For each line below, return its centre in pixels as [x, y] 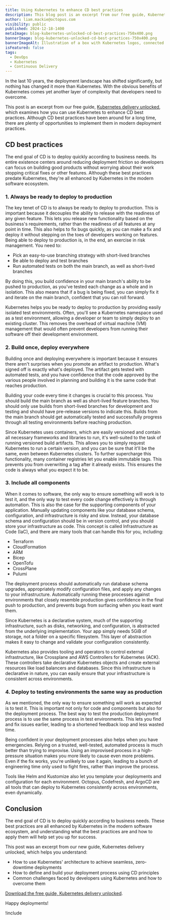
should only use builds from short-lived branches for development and [79, 406]
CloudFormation [29, 547]
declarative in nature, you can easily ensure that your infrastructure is [78, 673]
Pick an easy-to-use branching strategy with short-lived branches [81, 255]
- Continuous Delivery [34, 66]
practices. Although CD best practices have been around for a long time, [81, 118]
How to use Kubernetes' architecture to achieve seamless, [73, 862]
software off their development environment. [52, 334]
